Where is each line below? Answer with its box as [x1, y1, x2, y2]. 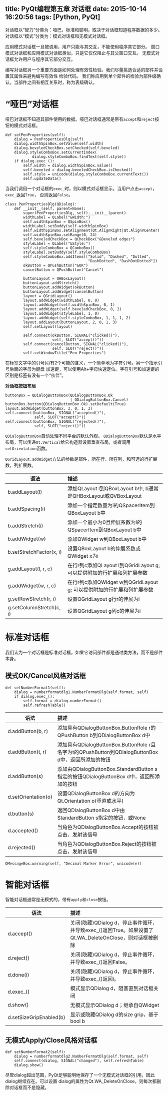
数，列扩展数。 [5, 462, 36, 468]
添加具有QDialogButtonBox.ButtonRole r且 [57, 741, 156, 748]
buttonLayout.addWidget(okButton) [23, 284, 95, 290]
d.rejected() [7, 844, 36, 851]
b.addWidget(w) [7, 535, 46, 542]
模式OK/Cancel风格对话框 [5, 672, 86, 680]
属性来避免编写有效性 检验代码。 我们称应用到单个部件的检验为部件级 [13, 73, 156, 79]
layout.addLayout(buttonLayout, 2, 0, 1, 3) [23, 319, 117, 325]
